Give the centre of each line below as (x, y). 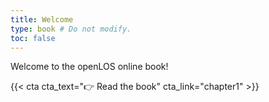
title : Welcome (42, 19)
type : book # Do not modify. (71, 29)
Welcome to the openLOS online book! (89, 67)
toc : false (33, 38)
